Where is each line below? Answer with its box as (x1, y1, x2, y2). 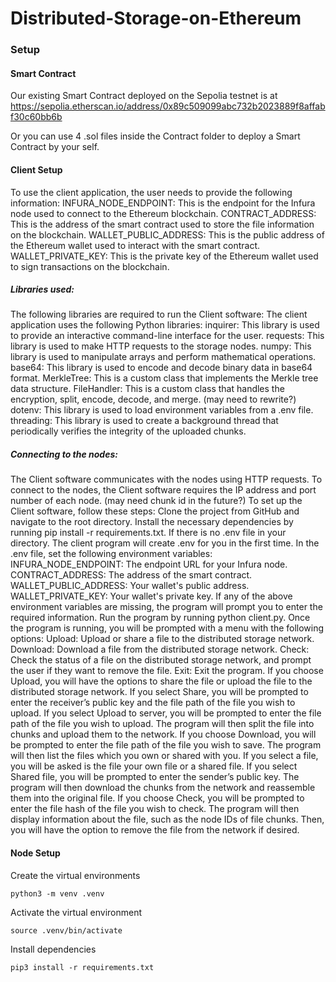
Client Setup (10, 163, 63, 176)
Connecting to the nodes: (10, 448, 118, 461)
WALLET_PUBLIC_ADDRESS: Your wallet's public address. (10, 580, 250, 592)
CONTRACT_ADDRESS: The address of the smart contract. (10, 569, 253, 581)
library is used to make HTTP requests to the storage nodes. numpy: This (10, 340, 312, 352)
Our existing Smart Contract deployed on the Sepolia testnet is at (10, 90, 278, 102)
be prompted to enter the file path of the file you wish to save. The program (10, 739, 322, 751)
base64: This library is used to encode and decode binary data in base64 (10, 362, 313, 374)
